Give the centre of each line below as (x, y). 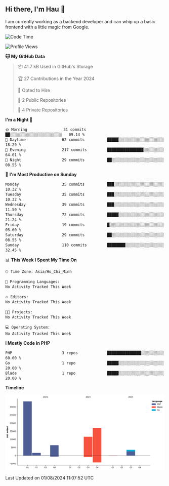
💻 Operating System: (28, 327)
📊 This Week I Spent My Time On (41, 260)
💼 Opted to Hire (34, 90)
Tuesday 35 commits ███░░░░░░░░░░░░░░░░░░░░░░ (85, 194)
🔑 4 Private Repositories (43, 110)
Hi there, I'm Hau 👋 (35, 9)
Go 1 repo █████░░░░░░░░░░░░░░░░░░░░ (85, 363)
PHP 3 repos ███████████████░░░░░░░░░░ (85, 353)
